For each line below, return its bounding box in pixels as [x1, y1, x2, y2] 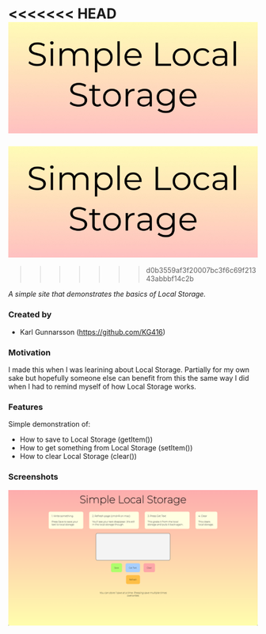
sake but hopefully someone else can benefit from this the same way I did [8, 373, 249, 382]
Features [8, 401, 44, 412]
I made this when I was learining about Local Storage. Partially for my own [8, 365, 250, 374]
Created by [8, 309, 52, 321]
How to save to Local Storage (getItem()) [19, 435, 153, 444]
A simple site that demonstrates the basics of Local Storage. [8, 290, 206, 299]
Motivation [8, 347, 51, 358]
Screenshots [8, 472, 59, 483]
